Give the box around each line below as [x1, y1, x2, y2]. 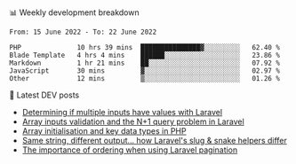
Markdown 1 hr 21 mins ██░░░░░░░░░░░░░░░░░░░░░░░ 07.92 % [9, 59, 280, 67]
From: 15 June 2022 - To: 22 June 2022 [9, 27, 157, 36]
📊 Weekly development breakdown [9, 7, 140, 18]
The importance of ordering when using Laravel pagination [21, 144, 238, 155]
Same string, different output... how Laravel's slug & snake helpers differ [21, 136, 287, 145]
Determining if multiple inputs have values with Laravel [21, 107, 223, 117]
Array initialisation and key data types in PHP [21, 126, 187, 136]
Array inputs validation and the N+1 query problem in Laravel [21, 116, 244, 127]
